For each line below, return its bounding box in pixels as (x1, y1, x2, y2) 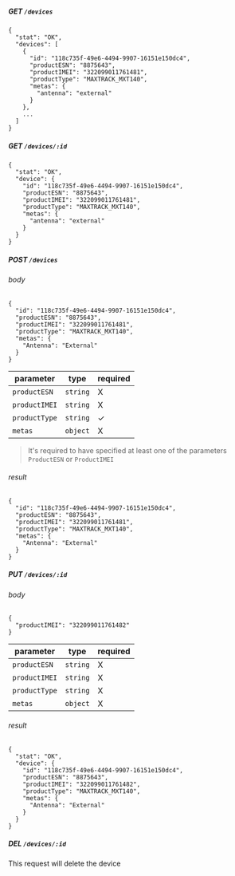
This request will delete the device (8, 858, 121, 869)
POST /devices (8, 255, 58, 264)
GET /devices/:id (8, 140, 68, 151)
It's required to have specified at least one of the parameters (27, 445, 227, 455)
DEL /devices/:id (8, 839, 66, 849)
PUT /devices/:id (8, 570, 68, 579)
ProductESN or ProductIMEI (27, 454, 114, 464)
